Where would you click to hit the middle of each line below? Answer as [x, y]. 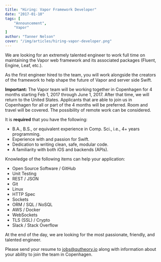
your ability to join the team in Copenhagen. [49, 254]
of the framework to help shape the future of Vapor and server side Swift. [79, 80]
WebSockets [25, 215]
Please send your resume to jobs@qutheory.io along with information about [81, 249]
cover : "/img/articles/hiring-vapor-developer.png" [58, 41]
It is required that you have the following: [46, 119]
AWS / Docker [26, 210]
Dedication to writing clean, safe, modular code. [60, 144]
